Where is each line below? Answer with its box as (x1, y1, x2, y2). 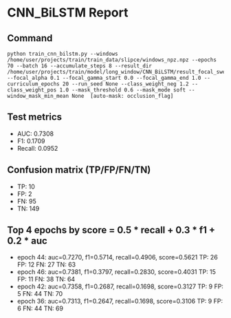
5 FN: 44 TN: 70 (16, 290, 63, 298)
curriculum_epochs (7, 81, 60, 87)
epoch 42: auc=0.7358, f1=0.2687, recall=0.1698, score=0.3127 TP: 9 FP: (16, 282, 223, 290)
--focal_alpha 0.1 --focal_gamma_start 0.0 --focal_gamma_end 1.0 (7, 74, 201, 81)
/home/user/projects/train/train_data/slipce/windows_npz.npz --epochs (7, 56, 217, 63)
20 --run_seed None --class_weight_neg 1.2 (62, 81, 189, 87)
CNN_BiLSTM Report (7, 5, 129, 21)
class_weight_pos (7, 87, 57, 94)
